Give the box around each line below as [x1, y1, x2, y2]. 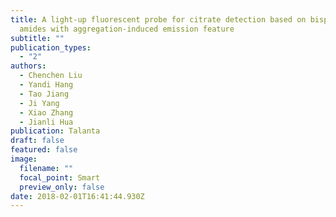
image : [10, 154, 38, 164]
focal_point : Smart [19, 172, 101, 183]
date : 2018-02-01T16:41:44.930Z [10, 191, 145, 201]
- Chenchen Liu [19, 71, 83, 81]
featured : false [10, 145, 78, 155]
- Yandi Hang [19, 80, 74, 90]
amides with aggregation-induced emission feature [19, 24, 235, 34]
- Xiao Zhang [19, 107, 74, 118]
